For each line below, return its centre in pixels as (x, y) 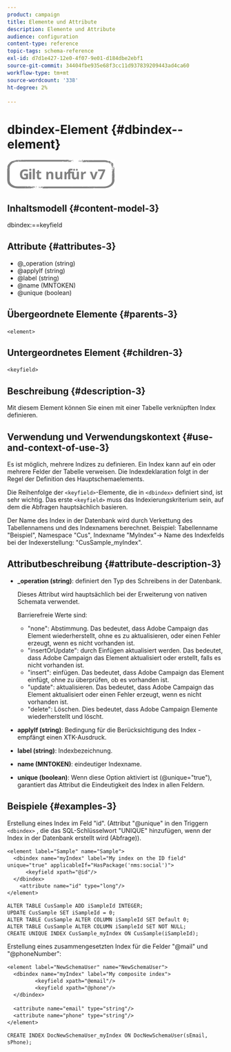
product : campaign (33, 15)
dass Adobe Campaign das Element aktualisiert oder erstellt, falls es (124, 657)
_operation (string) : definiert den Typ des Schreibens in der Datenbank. (119, 581)
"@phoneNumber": (34, 953)
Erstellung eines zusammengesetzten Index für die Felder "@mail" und (108, 946)
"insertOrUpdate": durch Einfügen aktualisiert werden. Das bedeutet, (125, 650)
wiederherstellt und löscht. (66, 716)
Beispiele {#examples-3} (62, 806)
